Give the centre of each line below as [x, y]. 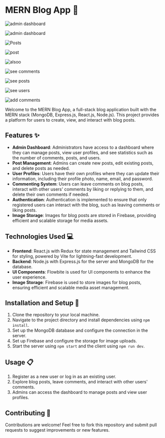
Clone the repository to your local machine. [56, 315]
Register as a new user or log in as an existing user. [64, 376]
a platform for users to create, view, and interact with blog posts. [70, 120]
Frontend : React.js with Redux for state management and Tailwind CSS [84, 251]
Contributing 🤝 [28, 413]
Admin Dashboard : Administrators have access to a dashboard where [83, 147]
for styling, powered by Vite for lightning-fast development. [72, 256]
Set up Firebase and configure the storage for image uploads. [75, 341]
